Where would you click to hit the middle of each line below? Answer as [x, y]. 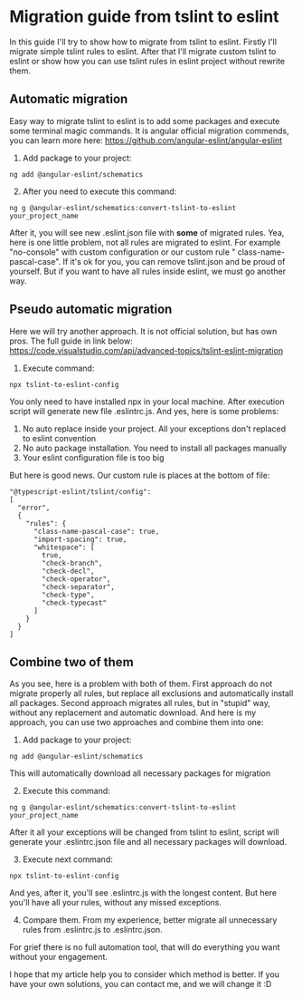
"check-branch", [72, 563]
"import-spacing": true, [80, 539]
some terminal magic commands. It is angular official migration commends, [149, 131]
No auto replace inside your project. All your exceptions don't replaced [154, 429]
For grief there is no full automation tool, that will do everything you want [145, 947]
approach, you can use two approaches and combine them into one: [137, 722]
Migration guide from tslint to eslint [144, 17]
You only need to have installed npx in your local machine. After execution [147, 402]
